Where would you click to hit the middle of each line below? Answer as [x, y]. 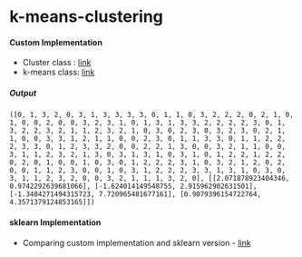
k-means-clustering [86, 17]
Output [23, 93]
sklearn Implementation [55, 222]
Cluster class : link [57, 63]
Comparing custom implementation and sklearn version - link [136, 242]
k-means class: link [58, 72]
